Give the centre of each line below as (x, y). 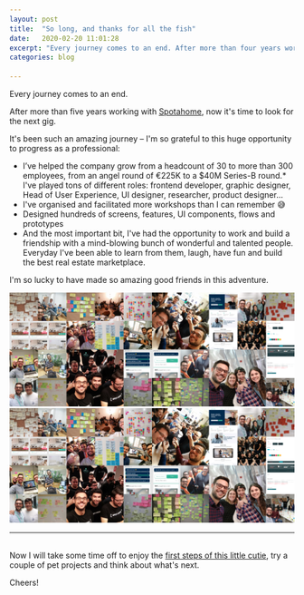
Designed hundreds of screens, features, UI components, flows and (149, 214)
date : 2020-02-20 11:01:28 (64, 38)
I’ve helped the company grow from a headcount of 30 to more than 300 (158, 166)
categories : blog (42, 58)
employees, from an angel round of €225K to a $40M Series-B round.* (154, 176)
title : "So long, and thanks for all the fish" (103, 29)
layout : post (34, 19)
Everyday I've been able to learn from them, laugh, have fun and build (152, 253)
